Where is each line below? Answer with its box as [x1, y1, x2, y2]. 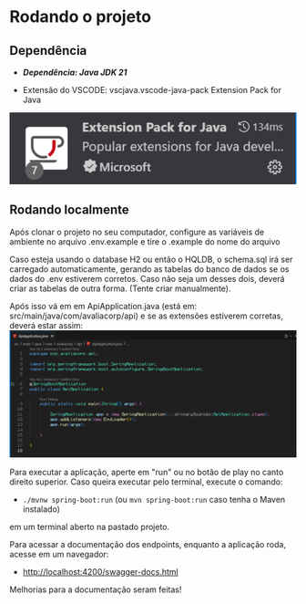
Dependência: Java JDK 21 [22, 67, 127, 78]
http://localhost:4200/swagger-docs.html [22, 567, 179, 578]
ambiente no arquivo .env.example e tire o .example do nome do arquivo [9, 235, 280, 247]
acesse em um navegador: [9, 549, 109, 560]
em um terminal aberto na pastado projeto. [9, 522, 170, 533]
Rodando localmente [9, 203, 129, 218]
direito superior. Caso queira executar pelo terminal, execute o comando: [9, 476, 283, 487]
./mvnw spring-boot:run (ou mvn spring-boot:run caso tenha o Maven [22, 495, 286, 505]
